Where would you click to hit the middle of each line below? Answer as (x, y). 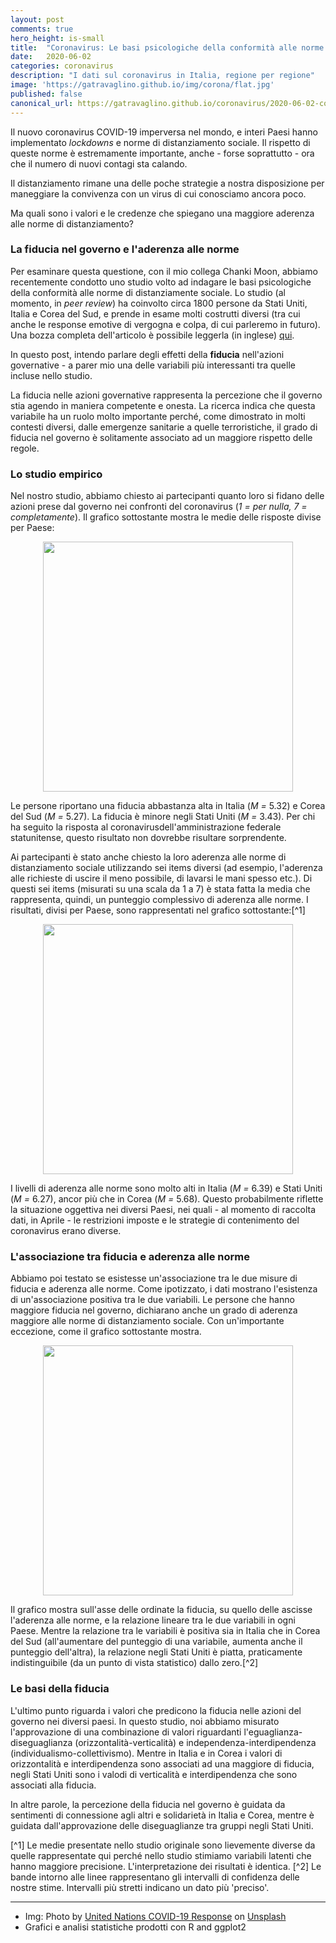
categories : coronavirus (62, 66)
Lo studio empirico (56, 474)
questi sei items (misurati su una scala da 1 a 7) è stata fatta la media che (160, 889)
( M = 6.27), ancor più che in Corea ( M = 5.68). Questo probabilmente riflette (167, 1199)
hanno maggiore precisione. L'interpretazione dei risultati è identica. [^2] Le (166, 1866)
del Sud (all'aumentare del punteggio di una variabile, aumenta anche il (156, 1642)
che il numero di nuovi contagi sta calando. (99, 163)
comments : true (42, 29)
